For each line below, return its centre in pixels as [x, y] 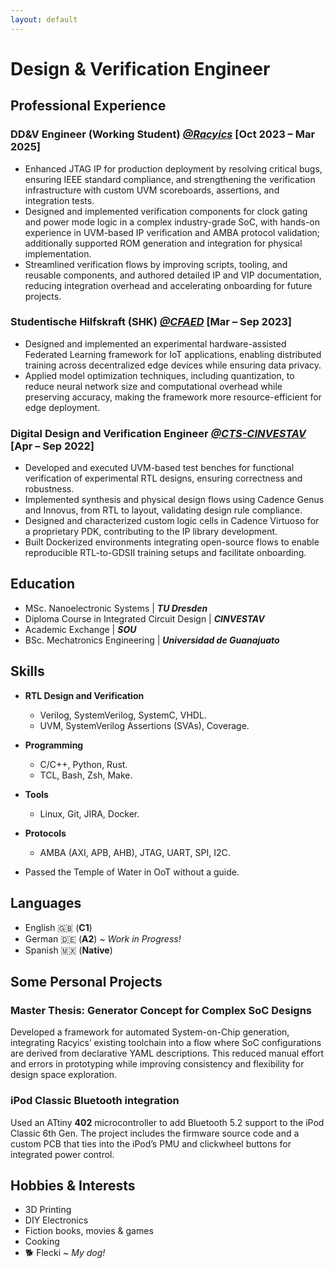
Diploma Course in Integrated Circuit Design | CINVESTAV [144, 618]
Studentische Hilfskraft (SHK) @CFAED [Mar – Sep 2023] [151, 322]
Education [43, 584]
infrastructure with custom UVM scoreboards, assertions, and [152, 190]
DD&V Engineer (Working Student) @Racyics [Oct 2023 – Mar [163, 134]
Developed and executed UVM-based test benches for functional [159, 468]
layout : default [44, 19]
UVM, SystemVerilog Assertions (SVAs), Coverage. [144, 725]
